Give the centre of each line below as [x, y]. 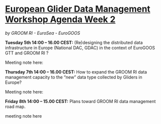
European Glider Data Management [78, 9]
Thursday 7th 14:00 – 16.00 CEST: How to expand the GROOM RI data [76, 72]
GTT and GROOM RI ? [27, 53]
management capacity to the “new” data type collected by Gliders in [74, 77]
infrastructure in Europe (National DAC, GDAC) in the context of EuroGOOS [80, 48]
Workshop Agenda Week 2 [60, 19]
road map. [15, 106]
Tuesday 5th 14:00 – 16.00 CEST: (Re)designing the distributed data [74, 42]
